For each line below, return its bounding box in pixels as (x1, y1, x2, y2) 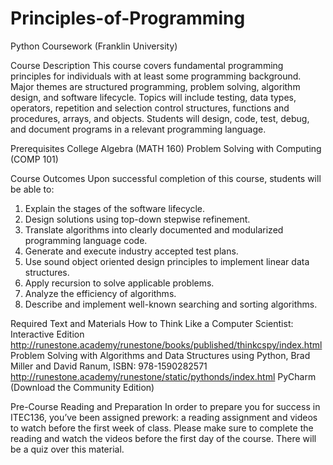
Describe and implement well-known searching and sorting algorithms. (24, 298, 318, 310)
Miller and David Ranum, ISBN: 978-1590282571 (10, 360, 208, 372)
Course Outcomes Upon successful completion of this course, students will (10, 172, 322, 184)
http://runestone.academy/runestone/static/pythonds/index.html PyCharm (10, 370, 317, 382)
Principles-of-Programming (10, 7, 246, 30)
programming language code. (24, 234, 148, 246)
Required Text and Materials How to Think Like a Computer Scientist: (10, 317, 294, 329)
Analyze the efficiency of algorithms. (24, 287, 177, 299)
